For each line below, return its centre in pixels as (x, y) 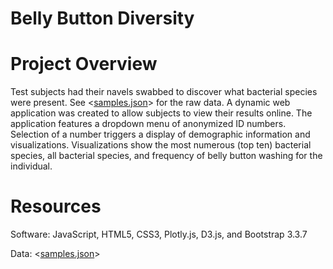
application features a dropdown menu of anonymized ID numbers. (148, 124)
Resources (56, 206)
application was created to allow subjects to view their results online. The (161, 113)
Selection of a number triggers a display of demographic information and (160, 134)
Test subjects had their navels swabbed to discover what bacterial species (164, 92)
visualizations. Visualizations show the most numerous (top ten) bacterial (161, 145)
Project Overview (84, 64)
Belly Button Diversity (102, 18)
